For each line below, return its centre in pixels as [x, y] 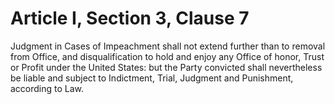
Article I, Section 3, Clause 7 [130, 18]
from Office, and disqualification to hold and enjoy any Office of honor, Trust [167, 56]
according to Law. [47, 88]
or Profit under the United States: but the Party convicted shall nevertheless [166, 67]
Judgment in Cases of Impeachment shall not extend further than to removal [168, 46]
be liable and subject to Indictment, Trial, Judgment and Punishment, [152, 78]
